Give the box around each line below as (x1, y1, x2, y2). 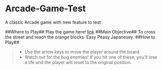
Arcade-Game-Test (5, 3, 86, 14)
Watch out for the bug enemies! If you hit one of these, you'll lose (24, 54, 158, 60)
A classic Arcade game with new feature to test (5, 19, 101, 25)
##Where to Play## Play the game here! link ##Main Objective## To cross (5, 29, 156, 35)
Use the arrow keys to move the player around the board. (24, 49, 141, 55)
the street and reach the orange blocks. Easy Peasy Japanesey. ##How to (5, 34, 156, 40)
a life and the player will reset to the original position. (24, 59, 132, 65)
